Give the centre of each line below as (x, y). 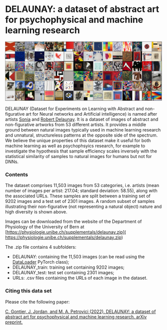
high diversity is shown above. (36, 212)
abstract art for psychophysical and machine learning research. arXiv (76, 317)
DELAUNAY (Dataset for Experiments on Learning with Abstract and (75, 109)
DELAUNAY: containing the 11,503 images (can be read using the (79, 257)
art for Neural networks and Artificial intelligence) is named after (91, 114)
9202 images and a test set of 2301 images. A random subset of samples (80, 201)
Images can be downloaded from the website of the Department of (74, 222)
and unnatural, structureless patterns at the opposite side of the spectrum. (82, 135)
